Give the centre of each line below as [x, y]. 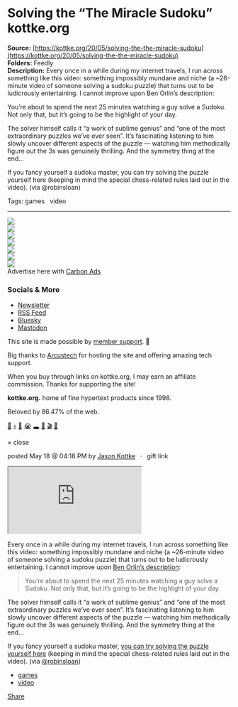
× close [18, 443]
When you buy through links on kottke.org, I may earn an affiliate [102, 377]
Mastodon [32, 328]
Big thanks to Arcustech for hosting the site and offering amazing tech [110, 355]
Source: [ [21, 48]
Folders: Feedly [30, 63]
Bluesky [29, 320]
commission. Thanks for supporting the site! [72, 384]
